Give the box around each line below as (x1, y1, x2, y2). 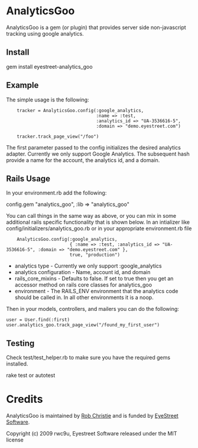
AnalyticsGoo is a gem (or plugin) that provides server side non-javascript (6, 24, 186, 31)
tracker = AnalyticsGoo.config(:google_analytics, (17, 107, 144, 113)
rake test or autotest (6, 372, 56, 379)
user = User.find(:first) (6, 317, 70, 323)
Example (6, 80, 39, 90)
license (6, 436, 24, 443)
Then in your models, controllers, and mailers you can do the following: (6, 306, 179, 313)
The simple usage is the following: (6, 96, 90, 103)
